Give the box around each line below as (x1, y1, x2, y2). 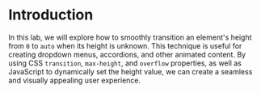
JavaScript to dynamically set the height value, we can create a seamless (8, 66, 253, 76)
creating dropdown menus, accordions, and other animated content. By (8, 49, 246, 59)
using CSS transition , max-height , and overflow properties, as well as (8, 58, 242, 68)
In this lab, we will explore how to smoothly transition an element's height (8, 32, 252, 42)
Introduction (8, 6, 94, 24)
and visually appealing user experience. (8, 75, 141, 85)
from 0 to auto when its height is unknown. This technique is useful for (8, 40, 242, 50)
